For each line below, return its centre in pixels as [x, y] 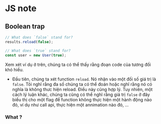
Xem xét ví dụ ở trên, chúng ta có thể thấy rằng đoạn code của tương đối [78, 64]
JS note [21, 8]
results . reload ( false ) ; [29, 42]
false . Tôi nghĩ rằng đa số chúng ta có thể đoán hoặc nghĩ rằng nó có [82, 84]
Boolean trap [25, 26]
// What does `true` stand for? [38, 51]
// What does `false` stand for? [39, 37]
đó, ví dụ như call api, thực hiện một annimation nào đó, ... [70, 105]
